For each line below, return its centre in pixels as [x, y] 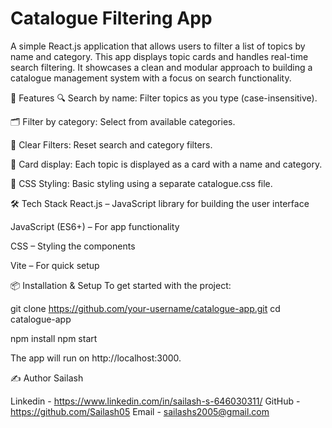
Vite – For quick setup [55, 265]
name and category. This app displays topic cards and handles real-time [159, 56]
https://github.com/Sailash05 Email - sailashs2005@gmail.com [140, 411]
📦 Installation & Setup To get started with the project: [121, 285]
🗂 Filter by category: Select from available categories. [123, 121]
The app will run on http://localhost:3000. [96, 358]
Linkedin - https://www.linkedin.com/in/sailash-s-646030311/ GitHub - [155, 401]
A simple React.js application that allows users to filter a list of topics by [158, 46]
